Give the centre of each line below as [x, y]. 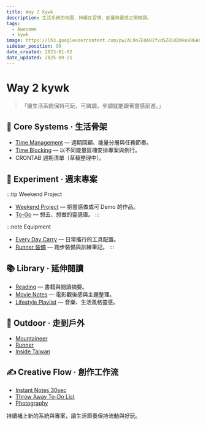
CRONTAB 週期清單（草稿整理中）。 [60, 158]
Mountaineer [31, 338]
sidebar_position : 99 [34, 47]
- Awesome [24, 29]
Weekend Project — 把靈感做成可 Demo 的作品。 [77, 207]
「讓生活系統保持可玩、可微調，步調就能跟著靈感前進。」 [93, 105]
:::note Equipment [29, 227]
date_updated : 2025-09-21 [39, 58]
